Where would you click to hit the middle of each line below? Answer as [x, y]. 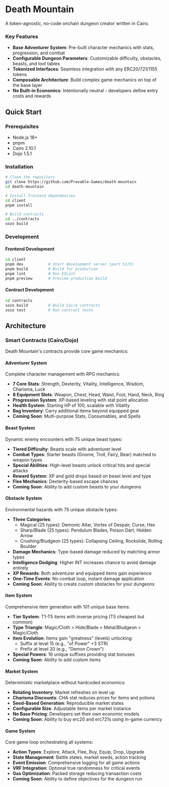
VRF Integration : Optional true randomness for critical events [76, 768]
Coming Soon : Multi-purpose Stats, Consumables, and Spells [76, 416]
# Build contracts [24, 214]
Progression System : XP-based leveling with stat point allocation [80, 400]
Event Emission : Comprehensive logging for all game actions [76, 763]
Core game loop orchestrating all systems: [49, 742]
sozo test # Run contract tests [49, 310]
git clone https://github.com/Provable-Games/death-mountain [71, 182]
